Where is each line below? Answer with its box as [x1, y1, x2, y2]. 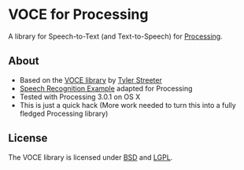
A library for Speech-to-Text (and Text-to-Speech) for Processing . [8, 31, 223, 41]
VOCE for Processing [8, 6, 149, 24]
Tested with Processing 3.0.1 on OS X [19, 92, 141, 102]
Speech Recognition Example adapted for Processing [19, 83, 193, 93]
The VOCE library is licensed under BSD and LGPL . [8, 152, 173, 162]
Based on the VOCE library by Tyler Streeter [19, 75, 163, 84]
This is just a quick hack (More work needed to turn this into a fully [19, 100, 236, 109]
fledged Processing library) [19, 109, 109, 118]
